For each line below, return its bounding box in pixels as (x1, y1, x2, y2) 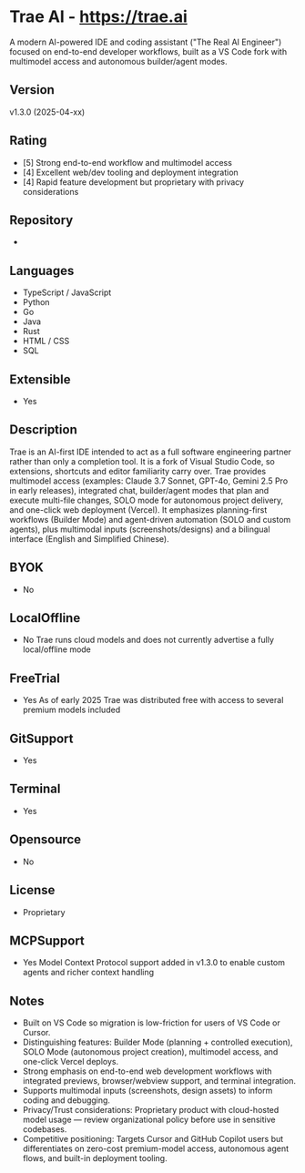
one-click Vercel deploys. (22, 1056, 119, 1067)
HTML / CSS (22, 335, 70, 347)
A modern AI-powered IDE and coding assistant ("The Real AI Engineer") (9, 36, 282, 47)
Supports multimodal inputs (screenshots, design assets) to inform (22, 1086, 273, 1096)
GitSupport (9, 730, 74, 746)
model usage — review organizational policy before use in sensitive (22, 1114, 276, 1126)
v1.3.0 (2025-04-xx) (9, 107, 86, 117)
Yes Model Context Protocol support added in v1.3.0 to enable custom (22, 957, 285, 968)
